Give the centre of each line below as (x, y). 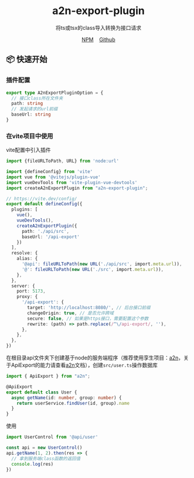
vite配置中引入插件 (28, 150)
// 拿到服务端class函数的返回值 (46, 459)
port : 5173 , (31, 291)
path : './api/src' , (45, 231)
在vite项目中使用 (30, 136)
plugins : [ (25, 209)
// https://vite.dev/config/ (42, 199)
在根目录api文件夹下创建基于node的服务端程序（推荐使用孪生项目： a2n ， (95, 358)
